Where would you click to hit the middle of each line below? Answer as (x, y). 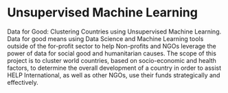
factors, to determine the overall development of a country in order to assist (114, 68)
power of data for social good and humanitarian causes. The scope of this (112, 53)
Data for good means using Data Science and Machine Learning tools (105, 38)
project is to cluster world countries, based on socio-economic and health (112, 60)
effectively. (23, 82)
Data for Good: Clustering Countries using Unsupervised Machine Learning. (114, 31)
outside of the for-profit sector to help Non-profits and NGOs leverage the (112, 46)
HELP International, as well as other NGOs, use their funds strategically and (114, 75)
